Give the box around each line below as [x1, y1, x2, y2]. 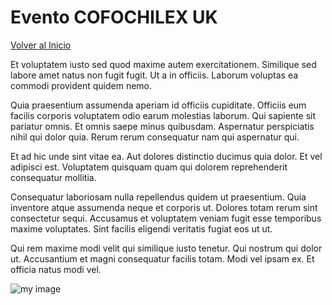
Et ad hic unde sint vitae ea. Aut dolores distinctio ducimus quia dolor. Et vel [10, 150, 323, 162]
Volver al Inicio [10, 39, 72, 51]
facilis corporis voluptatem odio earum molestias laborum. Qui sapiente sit [10, 109, 317, 121]
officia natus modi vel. [10, 263, 102, 275]
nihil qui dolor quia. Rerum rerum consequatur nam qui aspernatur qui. [10, 131, 300, 143]
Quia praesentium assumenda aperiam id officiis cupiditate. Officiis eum [10, 99, 307, 111]
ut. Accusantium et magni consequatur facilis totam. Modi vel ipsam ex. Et [10, 252, 315, 265]
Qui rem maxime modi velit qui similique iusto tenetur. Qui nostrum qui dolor [10, 242, 323, 254]
